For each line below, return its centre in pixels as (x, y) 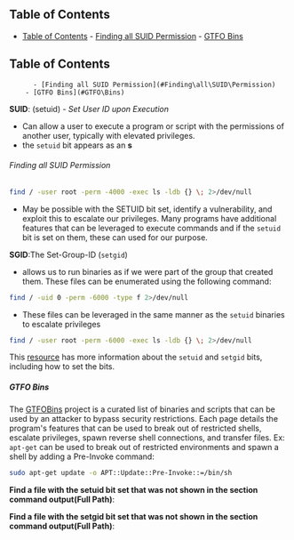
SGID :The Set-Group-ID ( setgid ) (69, 254)
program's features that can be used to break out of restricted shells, (135, 428)
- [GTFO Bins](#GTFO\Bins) (75, 93)
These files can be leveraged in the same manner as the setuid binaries (154, 314)
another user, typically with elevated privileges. (108, 135)
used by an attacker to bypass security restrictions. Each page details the (143, 419)
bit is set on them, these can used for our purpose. (115, 237)
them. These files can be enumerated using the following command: (147, 281)
